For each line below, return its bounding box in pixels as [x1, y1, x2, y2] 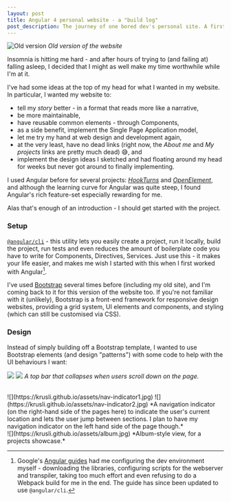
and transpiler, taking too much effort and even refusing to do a [16, 471, 197, 480]
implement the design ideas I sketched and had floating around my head [16, 155, 222, 164]
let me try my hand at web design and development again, [16, 133, 182, 141]
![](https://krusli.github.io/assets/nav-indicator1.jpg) [7, 393, 153, 401]
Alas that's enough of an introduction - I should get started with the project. [7, 204, 221, 213]
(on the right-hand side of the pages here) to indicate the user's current [7, 407, 210, 415]
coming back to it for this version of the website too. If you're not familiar [7, 288, 214, 297]
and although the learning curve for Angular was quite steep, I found [7, 184, 201, 192]
